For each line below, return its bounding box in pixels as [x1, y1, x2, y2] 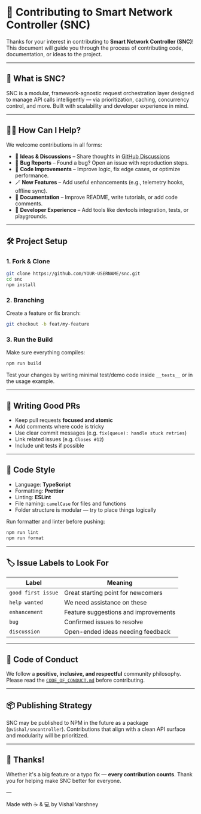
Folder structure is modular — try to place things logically [14, 506, 157, 514]
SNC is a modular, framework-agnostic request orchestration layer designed [6, 89, 194, 96]
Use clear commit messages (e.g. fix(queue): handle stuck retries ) [14, 429, 187, 436]
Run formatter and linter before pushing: [6, 518, 106, 525]
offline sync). [14, 187, 48, 194]
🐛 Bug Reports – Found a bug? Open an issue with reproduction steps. [14, 159, 189, 166]
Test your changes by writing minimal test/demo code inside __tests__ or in [6, 371, 193, 379]
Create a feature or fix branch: [6, 309, 81, 317]
